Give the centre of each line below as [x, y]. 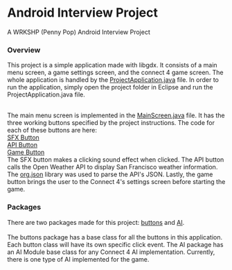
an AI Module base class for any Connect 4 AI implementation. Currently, [111, 252]
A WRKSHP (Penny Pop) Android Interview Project [79, 32]
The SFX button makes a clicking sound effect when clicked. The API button [116, 160]
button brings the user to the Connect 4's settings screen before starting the [116, 182]
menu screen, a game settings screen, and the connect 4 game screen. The [115, 73]
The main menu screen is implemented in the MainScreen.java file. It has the [116, 115]
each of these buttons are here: [52, 130]
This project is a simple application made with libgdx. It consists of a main [112, 65]
